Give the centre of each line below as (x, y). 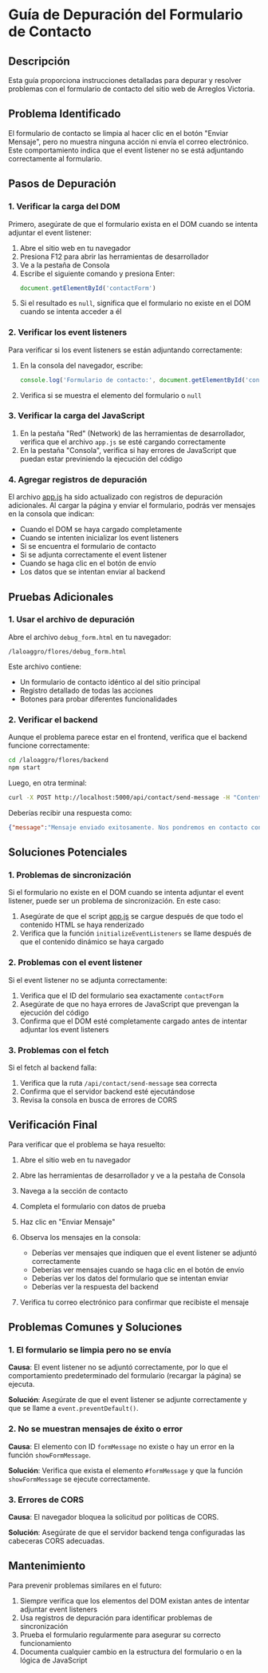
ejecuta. (22, 1385)
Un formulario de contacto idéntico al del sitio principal (110, 682)
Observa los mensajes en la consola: (80, 1237)
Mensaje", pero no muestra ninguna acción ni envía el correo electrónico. (128, 141)
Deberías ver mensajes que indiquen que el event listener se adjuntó (144, 1253)
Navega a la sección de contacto (74, 1190)
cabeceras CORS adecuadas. (57, 1541)
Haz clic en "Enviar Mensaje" (67, 1222)
